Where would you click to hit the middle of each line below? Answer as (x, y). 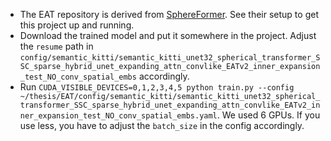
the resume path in (56, 46)
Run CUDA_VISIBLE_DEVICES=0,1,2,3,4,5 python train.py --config (157, 87)
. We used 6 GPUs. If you (268, 115)
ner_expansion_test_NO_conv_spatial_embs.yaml (118, 116)
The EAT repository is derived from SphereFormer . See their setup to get (169, 14)
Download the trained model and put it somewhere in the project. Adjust (168, 35)
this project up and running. (77, 25)
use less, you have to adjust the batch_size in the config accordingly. (162, 125)
